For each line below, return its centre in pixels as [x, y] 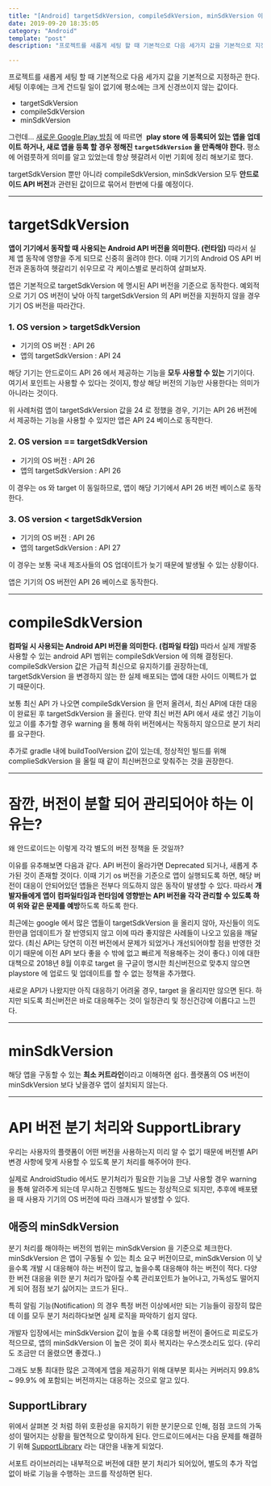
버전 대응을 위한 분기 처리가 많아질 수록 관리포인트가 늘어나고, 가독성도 [127, 1278]
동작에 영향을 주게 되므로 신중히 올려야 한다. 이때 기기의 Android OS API [139, 258]
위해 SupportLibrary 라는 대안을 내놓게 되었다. [90, 1446]
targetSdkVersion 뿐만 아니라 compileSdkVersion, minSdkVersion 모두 [123, 174]
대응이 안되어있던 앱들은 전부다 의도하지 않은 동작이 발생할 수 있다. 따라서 [138, 885]
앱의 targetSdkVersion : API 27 [70, 547]
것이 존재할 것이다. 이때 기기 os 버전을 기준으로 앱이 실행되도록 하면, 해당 [138, 875]
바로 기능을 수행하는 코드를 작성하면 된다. [88, 1474]
